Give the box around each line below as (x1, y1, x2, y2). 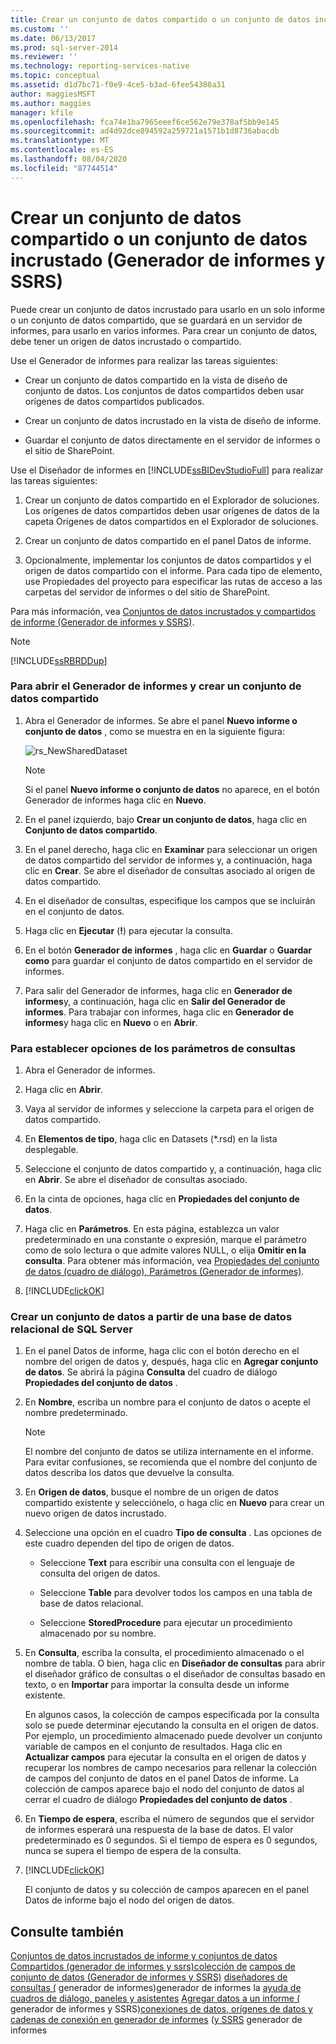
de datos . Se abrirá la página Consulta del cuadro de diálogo (24, 1366, 278, 1378)
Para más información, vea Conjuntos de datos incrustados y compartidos (10, 605, 317, 617)
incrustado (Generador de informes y (10, 249, 326, 271)
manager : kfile (10, 107, 74, 118)
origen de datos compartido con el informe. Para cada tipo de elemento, (24, 564, 323, 576)
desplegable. (24, 1144, 79, 1156)
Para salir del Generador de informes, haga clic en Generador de (24, 984, 293, 996)
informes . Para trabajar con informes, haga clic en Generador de (24, 1006, 294, 1018)
